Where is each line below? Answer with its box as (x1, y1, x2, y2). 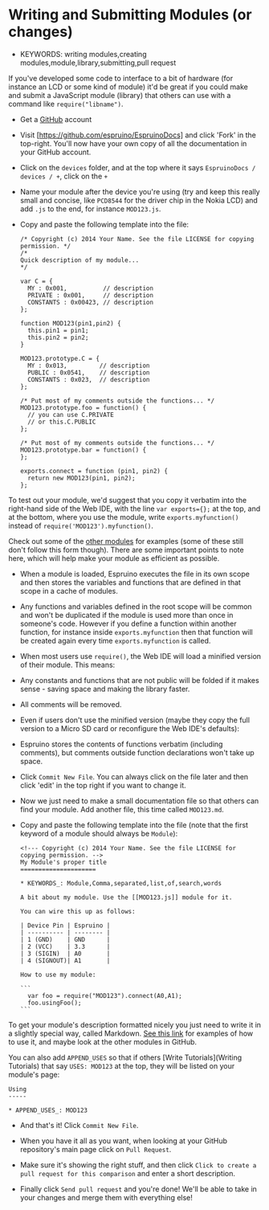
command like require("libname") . (8, 99, 124, 108)
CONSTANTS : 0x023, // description (27, 375, 150, 383)
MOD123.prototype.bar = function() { (19, 446, 147, 454)
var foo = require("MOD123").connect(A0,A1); (27, 991, 182, 999)
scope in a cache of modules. (19, 586, 119, 595)
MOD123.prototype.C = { (19, 354, 100, 362)
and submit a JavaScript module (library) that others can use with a (8, 90, 231, 100)
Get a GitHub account (19, 114, 92, 124)
